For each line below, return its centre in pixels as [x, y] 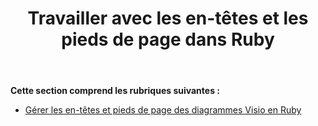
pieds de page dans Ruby [168, 39]
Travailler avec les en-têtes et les [168, 18]
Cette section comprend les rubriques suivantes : [115, 91]
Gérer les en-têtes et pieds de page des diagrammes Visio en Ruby [163, 110]
